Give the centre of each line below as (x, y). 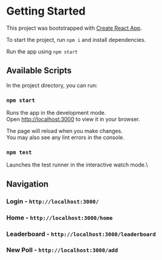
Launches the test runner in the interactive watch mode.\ (77, 165)
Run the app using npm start (42, 51)
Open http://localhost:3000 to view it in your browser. (73, 119)
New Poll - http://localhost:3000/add (62, 250)
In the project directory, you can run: (52, 85)
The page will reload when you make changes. (65, 131)
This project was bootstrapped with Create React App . (74, 28)
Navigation (27, 184)
